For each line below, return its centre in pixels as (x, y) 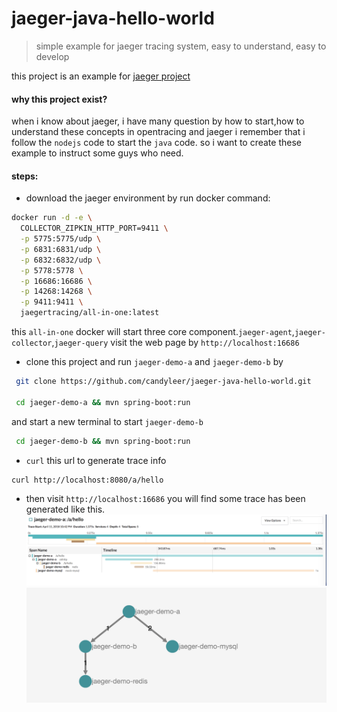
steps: (25, 176)
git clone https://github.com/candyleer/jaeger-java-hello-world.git (163, 382)
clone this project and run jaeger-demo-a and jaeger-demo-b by (154, 362)
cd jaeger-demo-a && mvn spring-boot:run (103, 402)
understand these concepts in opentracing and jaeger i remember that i (158, 132)
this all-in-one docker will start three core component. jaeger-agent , (153, 332)
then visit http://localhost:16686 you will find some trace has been (165, 499)
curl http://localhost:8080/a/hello (87, 480)
